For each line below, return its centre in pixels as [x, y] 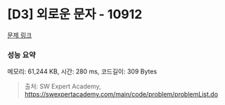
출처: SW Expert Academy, [63, 86]
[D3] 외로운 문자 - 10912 [75, 14]
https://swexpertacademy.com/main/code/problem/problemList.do [121, 94]
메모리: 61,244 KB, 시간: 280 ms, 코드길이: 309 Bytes [82, 71]
